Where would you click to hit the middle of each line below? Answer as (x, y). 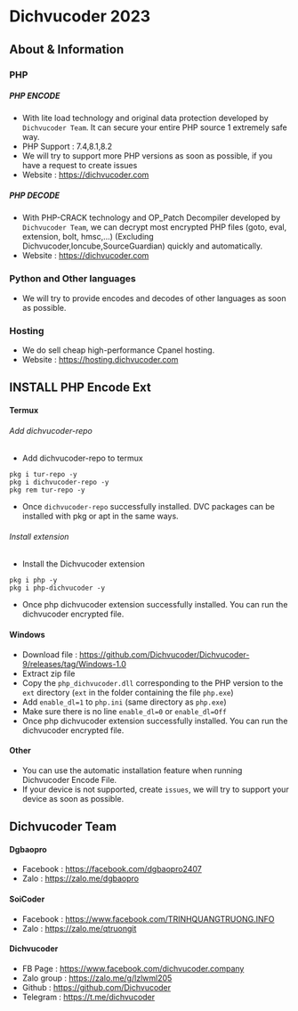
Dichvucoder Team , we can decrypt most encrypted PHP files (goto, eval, (154, 227)
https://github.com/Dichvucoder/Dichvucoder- (165, 654)
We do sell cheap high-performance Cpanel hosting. (118, 350)
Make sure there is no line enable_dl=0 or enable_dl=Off (124, 711)
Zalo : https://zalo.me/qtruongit (79, 928)
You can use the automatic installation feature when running (132, 770)
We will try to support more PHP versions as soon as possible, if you (147, 156)
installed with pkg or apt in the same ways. (101, 516)
